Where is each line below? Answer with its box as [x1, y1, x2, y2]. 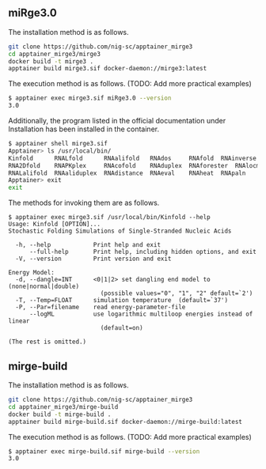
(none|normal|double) [8, 282, 80, 291]
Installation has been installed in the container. [8, 124, 160, 134]
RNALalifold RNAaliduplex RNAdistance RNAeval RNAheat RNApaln [8, 169, 246, 177]
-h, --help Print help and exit [15, 241, 161, 249]
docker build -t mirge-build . [8, 410, 112, 418]
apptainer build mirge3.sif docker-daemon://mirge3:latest [8, 65, 207, 73]
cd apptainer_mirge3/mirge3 [8, 50, 101, 58]
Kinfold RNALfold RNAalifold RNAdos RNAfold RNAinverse [8, 154, 257, 162]
